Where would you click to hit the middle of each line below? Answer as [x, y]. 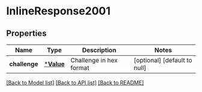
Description [99, 50]
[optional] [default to [163, 60]
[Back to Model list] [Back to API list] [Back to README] [75, 83]
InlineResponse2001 [59, 11]
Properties [26, 33]
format [80, 68]
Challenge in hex [94, 60]
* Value [54, 64]
